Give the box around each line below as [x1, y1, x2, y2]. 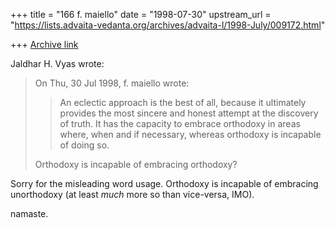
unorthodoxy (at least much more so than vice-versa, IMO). [10, 189, 255, 200]
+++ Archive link [10, 39, 79, 50]
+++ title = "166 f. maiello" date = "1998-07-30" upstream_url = [10, 9, 272, 20]
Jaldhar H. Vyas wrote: [10, 58, 105, 69]
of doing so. [59, 139, 110, 151]
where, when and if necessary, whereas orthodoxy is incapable [59, 129, 322, 140]
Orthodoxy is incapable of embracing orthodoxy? [34, 159, 238, 170]
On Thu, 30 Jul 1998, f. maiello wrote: [34, 77, 190, 89]
